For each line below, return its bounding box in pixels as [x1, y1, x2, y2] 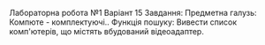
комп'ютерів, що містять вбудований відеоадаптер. [9, 26, 205, 36]
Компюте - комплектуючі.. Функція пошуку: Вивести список [9, 17, 237, 27]
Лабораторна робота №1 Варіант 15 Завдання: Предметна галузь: [9, 8, 257, 18]
